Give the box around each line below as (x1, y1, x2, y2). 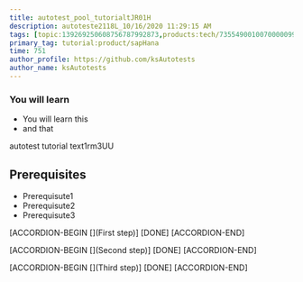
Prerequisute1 (22, 190, 74, 201)
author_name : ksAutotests (9, 64, 106, 73)
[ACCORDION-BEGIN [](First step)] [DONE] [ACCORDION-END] (9, 227, 245, 238)
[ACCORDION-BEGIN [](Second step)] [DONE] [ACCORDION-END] (9, 244, 257, 255)
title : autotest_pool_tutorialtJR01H (9, 13, 151, 23)
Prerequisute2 (22, 200, 76, 211)
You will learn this (22, 114, 88, 124)
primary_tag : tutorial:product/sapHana (9, 38, 160, 48)
